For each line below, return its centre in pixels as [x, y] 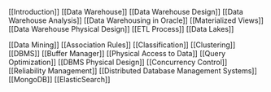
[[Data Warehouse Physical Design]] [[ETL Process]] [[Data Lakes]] [121, 29]
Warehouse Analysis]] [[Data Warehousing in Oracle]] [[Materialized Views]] [136, 20]
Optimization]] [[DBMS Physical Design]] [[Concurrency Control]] [118, 62]
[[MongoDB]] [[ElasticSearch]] [59, 79]
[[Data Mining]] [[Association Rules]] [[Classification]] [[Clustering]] [122, 45]
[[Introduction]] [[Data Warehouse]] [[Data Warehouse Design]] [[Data [126, 12]
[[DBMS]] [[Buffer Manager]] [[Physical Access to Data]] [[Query [117, 53]
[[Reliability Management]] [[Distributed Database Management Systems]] [133, 71]
